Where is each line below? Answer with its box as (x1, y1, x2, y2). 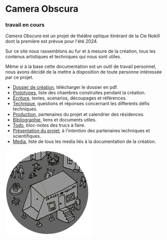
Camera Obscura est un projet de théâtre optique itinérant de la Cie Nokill (5, 33, 160, 39)
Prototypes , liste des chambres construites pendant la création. (12, 90, 146, 96)
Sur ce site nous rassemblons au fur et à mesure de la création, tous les (5, 48, 156, 54)
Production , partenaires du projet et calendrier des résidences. (12, 111, 145, 117)
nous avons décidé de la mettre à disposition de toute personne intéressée (5, 69, 162, 75)
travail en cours (5, 21, 45, 29)
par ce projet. (5, 75, 34, 81)
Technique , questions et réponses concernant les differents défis (12, 101, 150, 107)
